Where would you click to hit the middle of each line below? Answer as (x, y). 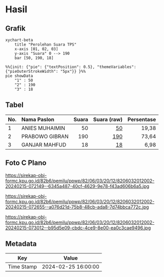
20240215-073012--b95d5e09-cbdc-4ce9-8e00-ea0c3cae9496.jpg (78, 228)
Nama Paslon (38, 119)
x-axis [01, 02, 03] (36, 49)
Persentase (142, 119)
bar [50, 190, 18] (34, 58)
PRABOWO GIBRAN (45, 136)
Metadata (21, 244)
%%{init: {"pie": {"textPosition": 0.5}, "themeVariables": (71, 67)
